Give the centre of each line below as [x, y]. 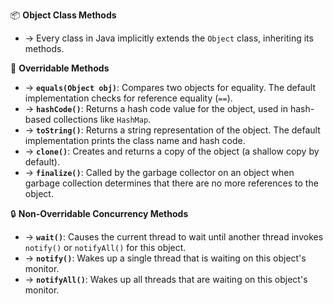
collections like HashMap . [102, 119]
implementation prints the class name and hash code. [135, 140]
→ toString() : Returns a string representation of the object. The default [172, 130]
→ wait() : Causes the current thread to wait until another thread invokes [174, 237]
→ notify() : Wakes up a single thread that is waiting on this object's [165, 258]
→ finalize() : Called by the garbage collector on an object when [159, 172]
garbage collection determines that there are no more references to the [171, 183]
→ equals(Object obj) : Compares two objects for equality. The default [170, 87]
